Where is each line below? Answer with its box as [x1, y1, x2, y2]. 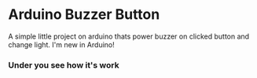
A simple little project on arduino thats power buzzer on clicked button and [8, 32, 250, 41]
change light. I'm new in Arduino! [8, 39, 116, 49]
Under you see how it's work [8, 59, 119, 70]
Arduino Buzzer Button [8, 6, 160, 24]
